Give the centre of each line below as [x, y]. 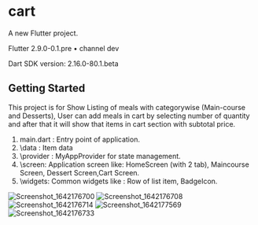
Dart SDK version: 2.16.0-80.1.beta [63, 63]
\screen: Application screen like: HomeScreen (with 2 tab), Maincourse [134, 164]
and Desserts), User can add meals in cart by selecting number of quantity [129, 116]
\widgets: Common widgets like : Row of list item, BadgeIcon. [118, 181]
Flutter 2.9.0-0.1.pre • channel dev [64, 48]
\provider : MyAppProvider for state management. [100, 156]
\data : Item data [46, 147]
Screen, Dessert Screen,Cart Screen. [79, 172]
